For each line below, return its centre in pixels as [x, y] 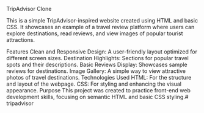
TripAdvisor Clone [29, 9]
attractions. [21, 40]
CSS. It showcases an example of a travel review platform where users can [100, 27]
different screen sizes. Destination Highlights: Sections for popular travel [98, 58]
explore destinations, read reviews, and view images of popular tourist [95, 33]
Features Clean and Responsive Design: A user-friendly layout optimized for [102, 52]
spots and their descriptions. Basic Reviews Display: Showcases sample [97, 64]
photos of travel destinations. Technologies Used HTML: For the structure [99, 77]
